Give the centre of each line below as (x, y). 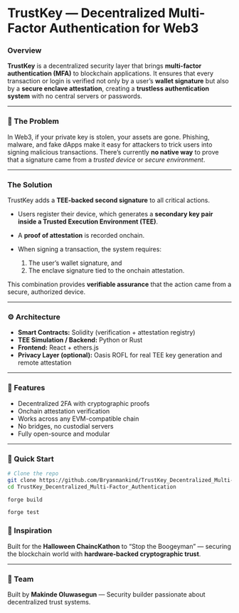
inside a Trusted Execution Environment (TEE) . (88, 221)
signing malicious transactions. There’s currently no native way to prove (113, 152)
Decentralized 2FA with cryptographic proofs (84, 403)
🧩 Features (26, 388)
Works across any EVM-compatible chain (78, 419)
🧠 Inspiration (30, 530)
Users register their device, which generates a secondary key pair (115, 214)
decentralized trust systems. (49, 602)
